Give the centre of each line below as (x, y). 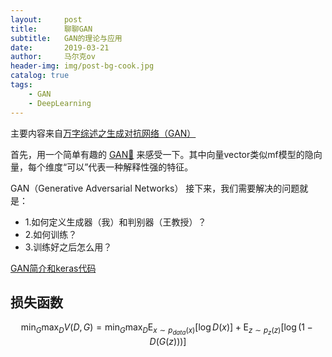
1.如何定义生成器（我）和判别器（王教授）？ (115, 222)
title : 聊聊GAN (51, 29)
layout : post (46, 19)
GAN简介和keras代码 (53, 268)
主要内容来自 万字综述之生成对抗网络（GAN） (103, 133)
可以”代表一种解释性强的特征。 (130, 167)
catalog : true (40, 76)
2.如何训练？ (51, 234)
